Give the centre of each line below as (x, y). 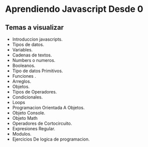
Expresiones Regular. (34, 129)
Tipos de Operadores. (35, 92)
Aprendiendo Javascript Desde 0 (74, 9)
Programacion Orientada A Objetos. (48, 108)
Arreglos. (21, 81)
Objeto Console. (29, 113)
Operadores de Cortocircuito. (42, 123)
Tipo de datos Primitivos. (37, 71)
